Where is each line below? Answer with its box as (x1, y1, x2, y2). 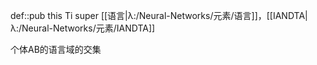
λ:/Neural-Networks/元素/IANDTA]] (10, 22, 156, 34)
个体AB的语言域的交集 (10, 44, 102, 55)
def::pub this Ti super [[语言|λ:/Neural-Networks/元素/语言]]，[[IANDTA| (10, 10, 308, 21)
